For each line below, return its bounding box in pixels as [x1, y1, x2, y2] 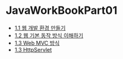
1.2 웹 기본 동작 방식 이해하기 [14, 31, 83, 39]
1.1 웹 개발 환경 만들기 [14, 24, 66, 31]
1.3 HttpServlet [14, 46, 52, 53]
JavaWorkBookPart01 [5, 4, 118, 17]
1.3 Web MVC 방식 [14, 39, 60, 46]
